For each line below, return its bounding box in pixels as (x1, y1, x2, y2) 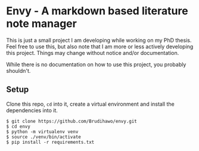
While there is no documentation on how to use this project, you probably (6, 61, 186, 68)
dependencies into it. (6, 106, 58, 114)
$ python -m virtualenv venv (6, 128, 79, 135)
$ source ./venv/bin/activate (6, 134, 82, 140)
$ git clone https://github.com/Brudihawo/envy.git (6, 118, 137, 124)
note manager (6, 17, 77, 30)
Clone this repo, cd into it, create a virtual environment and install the (6, 100, 175, 107)
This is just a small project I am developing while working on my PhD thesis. (6, 36, 192, 44)
